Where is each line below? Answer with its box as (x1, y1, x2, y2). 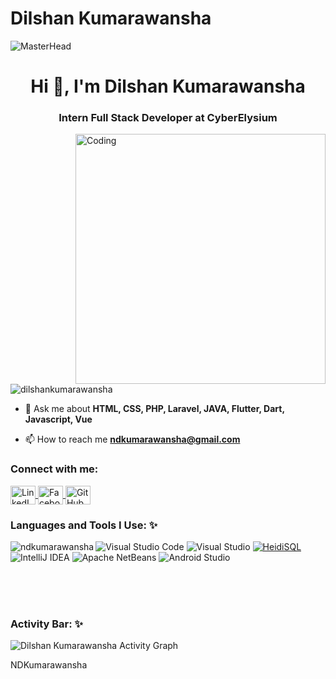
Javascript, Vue (24, 413, 93, 426)
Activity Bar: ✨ (10, 617, 83, 631)
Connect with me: (10, 462, 99, 476)
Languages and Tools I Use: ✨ (10, 518, 158, 532)
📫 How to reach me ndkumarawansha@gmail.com (24, 433, 241, 446)
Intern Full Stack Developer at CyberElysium (58, 111, 278, 125)
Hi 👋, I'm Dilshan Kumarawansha (30, 75, 306, 98)
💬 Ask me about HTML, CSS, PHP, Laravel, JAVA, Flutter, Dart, (24, 403, 285, 415)
